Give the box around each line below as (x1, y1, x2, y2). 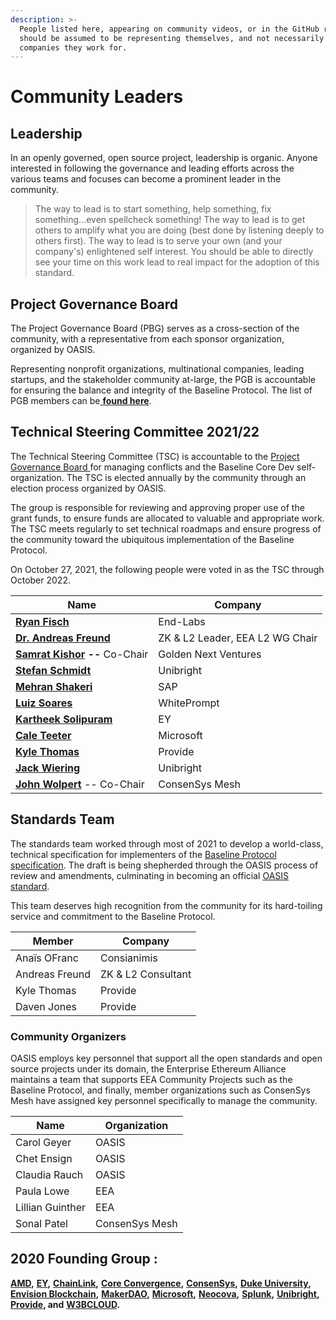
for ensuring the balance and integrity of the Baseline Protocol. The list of (10, 384, 313, 396)
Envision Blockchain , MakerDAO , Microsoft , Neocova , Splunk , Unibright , (10, 1287, 320, 1300)
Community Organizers (10, 1029, 127, 1043)
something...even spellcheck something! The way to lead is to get (34, 214, 306, 226)
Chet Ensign (15, 1151, 73, 1165)
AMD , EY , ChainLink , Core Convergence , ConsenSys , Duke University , (10, 1277, 312, 1289)
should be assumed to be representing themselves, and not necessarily (19, 33, 325, 43)
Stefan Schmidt (15, 663, 92, 677)
